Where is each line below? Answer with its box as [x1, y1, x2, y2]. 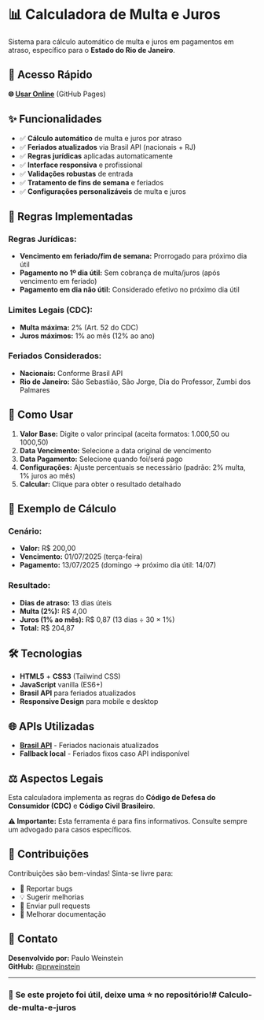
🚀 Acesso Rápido [8, 68, 93, 82]
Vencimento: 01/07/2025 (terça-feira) [19, 552, 143, 561]
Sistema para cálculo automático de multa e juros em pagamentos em [8, 36, 234, 47]
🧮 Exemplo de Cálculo [8, 502, 116, 516]
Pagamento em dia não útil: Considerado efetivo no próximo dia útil [19, 285, 240, 295]
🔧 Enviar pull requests [19, 901, 90, 910]
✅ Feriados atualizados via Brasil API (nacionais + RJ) [19, 142, 196, 151]
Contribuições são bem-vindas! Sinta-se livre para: [8, 868, 174, 878]
